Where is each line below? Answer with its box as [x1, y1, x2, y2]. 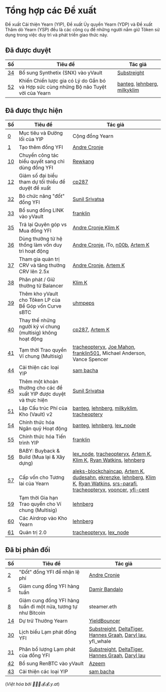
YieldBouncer [88, 617, 121, 624]
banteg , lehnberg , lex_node [72, 422, 136, 429]
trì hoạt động [19, 247, 49, 254]
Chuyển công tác [19, 151, 59, 158]
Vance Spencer [72, 356, 109, 363]
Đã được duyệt [5, 46, 51, 54]
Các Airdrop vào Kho [19, 514, 68, 521]
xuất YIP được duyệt [19, 390, 66, 397]
